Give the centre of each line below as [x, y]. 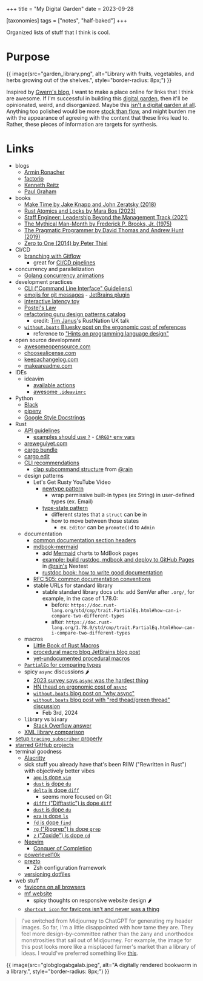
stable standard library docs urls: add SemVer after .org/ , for [118, 591]
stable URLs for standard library [73, 585]
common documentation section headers [85, 540]
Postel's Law [40, 308]
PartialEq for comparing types [63, 664]
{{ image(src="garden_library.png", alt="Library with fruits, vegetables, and [100, 74]
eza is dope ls [51, 816]
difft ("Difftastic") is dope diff [72, 803]
